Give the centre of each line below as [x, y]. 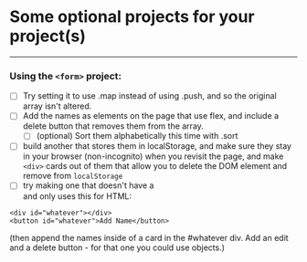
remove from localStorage [73, 176]
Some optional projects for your [132, 17]
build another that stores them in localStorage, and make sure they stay [157, 146]
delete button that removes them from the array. [113, 126]
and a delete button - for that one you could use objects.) [117, 247]
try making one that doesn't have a [88, 185]
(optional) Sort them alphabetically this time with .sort [137, 136]
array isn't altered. [57, 106]
